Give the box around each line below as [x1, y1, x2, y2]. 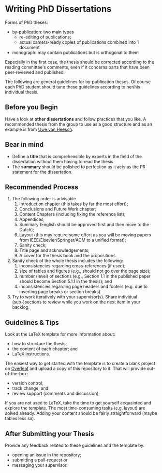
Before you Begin [5, 103, 58, 111]
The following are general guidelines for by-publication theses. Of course [5, 79, 151, 85]
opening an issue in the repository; [12, 452, 81, 457]
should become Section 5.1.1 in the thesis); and [19, 279, 112, 284]
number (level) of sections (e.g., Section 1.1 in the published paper [19, 273, 151, 279]
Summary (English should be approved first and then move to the [19, 222, 149, 228]
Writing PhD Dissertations [5, 3, 112, 15]
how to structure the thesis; [12, 341, 67, 347]
